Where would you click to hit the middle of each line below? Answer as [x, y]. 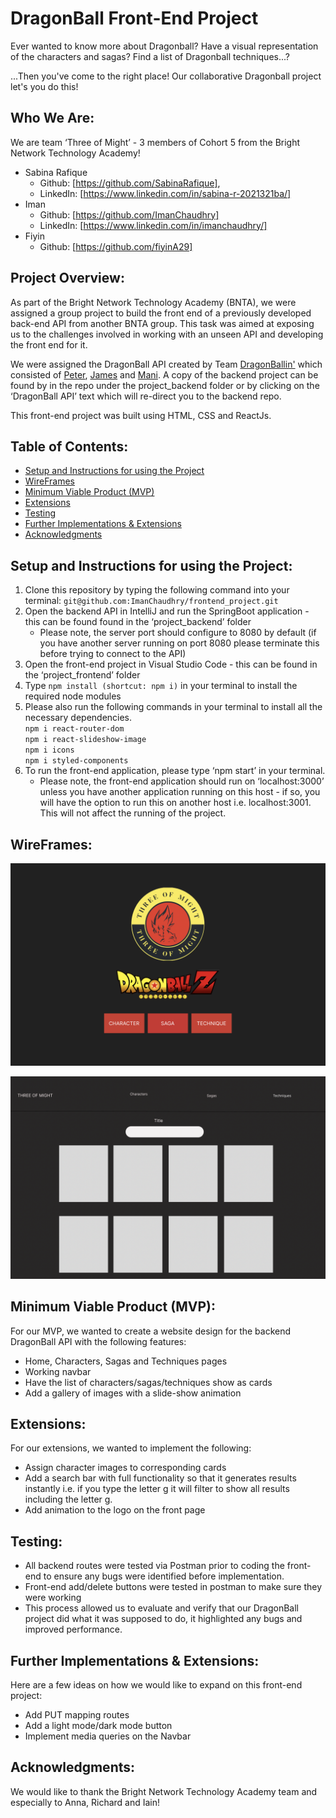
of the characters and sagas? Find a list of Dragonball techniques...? [150, 56]
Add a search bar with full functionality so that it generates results [160, 1478]
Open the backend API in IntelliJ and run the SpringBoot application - [167, 611]
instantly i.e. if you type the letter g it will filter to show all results [157, 1489]
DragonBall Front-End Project [134, 18]
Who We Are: [52, 118]
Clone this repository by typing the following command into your [157, 590]
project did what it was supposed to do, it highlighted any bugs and [163, 1619]
